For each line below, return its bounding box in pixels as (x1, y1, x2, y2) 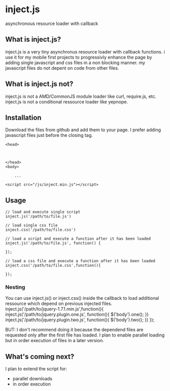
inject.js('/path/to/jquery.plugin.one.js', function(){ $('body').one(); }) (5, 312, 149, 318)
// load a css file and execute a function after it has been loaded (5, 259, 156, 264)
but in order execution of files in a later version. (5, 338, 104, 344)
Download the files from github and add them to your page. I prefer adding (5, 127, 161, 133)
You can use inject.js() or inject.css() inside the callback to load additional (5, 295, 159, 301)
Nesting (5, 284, 25, 291)
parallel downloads (12, 376, 52, 382)
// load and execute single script (5, 210, 81, 215)
